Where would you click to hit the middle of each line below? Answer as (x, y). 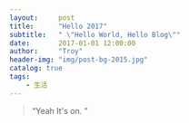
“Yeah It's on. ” (60, 110)
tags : (20, 77)
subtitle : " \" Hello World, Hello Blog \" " (95, 34)
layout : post (42, 18)
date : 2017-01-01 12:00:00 (73, 43)
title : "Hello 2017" (58, 26)
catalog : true (36, 69)
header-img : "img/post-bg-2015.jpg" (79, 60)
